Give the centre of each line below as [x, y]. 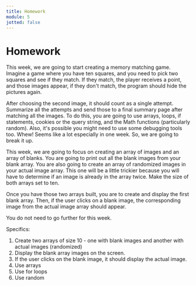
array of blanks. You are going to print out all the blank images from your [94, 158]
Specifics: [18, 229]
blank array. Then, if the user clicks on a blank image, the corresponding [94, 200]
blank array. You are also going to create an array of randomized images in [96, 165]
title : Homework [26, 11]
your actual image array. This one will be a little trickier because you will [93, 170]
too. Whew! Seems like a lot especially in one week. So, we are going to [92, 134]
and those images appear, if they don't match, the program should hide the [96, 86]
